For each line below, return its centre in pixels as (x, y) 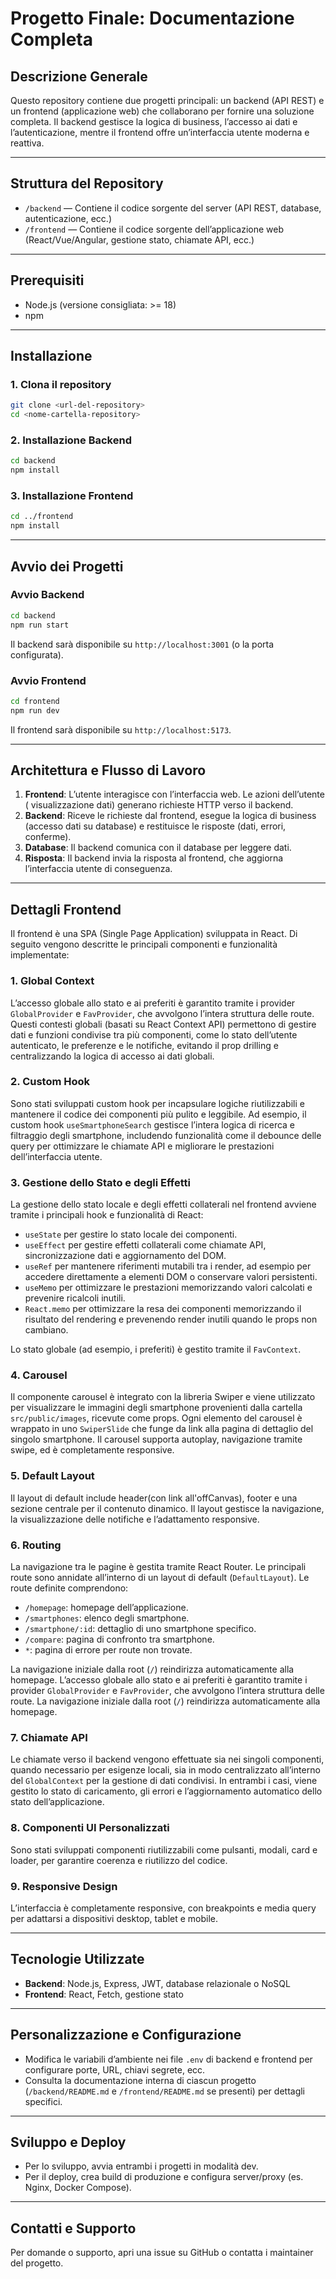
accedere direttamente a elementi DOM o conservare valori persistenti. (171, 1277)
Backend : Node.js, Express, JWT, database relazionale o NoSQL (157, 1983)
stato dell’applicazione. (57, 1802)
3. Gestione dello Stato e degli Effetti (101, 1182)
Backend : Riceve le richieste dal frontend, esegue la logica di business (170, 816)
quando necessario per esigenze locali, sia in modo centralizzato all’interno (165, 1770)
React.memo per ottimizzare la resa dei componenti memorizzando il (163, 1309)
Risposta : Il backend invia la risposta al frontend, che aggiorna (154, 858)
